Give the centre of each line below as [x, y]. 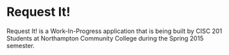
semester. [21, 45]
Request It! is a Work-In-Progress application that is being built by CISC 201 [114, 31]
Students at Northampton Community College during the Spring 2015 [105, 38]
